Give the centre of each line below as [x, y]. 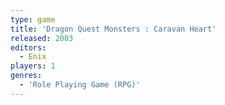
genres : [26, 76]
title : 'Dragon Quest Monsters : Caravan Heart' [113, 29]
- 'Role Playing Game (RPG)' [80, 85]
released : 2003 [42, 38]
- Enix [33, 57]
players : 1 [33, 66]
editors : [28, 47]
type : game [33, 19]
